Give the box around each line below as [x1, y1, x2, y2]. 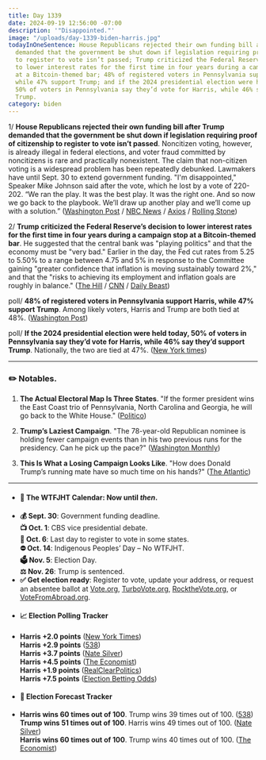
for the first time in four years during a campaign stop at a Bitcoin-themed [8, 230, 256, 240]
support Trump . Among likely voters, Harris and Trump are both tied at [8, 305, 240, 314]
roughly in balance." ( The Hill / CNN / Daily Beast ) [8, 281, 170, 291]
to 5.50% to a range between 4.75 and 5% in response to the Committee [8, 256, 245, 265]
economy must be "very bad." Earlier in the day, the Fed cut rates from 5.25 [8, 247, 255, 257]
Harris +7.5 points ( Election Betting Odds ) [19, 673, 158, 683]
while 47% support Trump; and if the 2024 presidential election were [15, 78, 253, 86]
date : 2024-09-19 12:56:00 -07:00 [8, 19, 123, 27]
